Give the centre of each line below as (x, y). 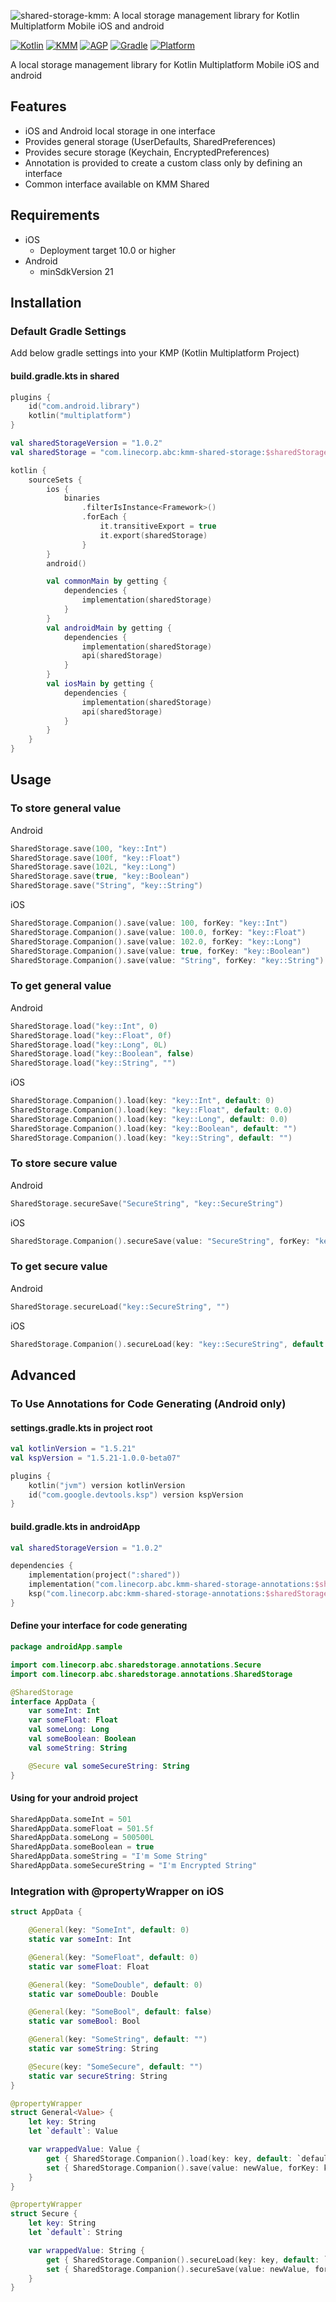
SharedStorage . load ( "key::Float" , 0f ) (91, 1035)
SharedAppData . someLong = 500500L (82, 1838)
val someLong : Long (69, 1730)
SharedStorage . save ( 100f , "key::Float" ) (96, 858)
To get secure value (59, 1267)
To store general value (66, 808)
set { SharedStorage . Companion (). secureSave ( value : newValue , (178, 2269)
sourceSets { (55, 480)
